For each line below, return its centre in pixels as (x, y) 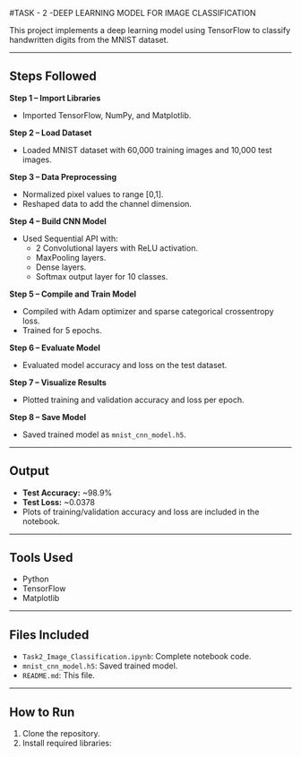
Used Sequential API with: (70, 238)
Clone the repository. (61, 734)
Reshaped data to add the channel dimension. (107, 203)
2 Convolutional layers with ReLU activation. (117, 248)
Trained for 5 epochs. (62, 330)
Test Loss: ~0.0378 (59, 502)
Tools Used (41, 558)
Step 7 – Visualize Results (58, 382)
